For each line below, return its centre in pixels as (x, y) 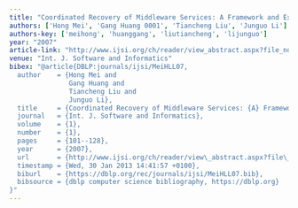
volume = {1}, (49, 125)
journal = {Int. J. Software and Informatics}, (110, 116)
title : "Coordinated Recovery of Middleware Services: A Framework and (144, 17)
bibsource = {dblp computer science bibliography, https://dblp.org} (148, 182)
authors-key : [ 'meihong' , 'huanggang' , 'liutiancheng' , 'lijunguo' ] (138, 34)
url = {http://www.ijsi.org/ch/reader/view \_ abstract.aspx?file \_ (154, 157)
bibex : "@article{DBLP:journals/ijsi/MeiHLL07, (99, 67)
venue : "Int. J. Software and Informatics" (91, 58)
